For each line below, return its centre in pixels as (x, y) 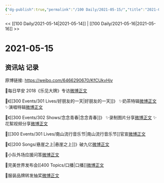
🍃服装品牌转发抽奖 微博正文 (32, 175)
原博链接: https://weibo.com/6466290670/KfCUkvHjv (59, 80)
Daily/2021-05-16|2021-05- (128, 23)
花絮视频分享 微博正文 (26, 123)
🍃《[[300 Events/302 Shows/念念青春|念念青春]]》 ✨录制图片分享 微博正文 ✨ (81, 117)
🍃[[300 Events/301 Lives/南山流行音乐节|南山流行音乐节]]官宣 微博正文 (75, 134)
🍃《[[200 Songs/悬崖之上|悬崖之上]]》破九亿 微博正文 (57, 144)
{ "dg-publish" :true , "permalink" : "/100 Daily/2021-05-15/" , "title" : (75, 10)
